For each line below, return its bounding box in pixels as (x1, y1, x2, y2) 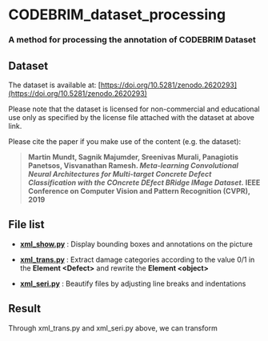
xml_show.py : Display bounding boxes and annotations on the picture (19, 239, 254, 249)
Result (8, 302, 42, 315)
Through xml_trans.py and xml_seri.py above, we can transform (8, 323, 218, 333)
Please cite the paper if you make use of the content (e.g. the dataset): (8, 136, 242, 146)
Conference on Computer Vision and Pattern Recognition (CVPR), (27, 186, 250, 195)
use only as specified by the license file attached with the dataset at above (8, 112, 254, 122)
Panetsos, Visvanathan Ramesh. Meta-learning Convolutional (27, 160, 238, 170)
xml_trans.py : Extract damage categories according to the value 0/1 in (19, 255, 255, 264)
